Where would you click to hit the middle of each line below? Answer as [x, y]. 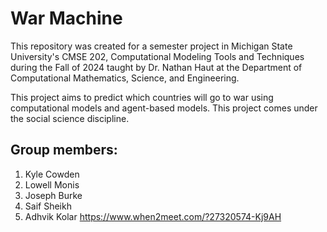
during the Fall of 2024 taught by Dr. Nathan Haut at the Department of [156, 67]
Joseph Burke [53, 195]
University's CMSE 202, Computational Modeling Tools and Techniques [157, 56]
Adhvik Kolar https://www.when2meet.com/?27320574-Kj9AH [153, 216]
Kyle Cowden [52, 174]
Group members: [64, 150]
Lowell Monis [52, 184]
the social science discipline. [70, 118]
